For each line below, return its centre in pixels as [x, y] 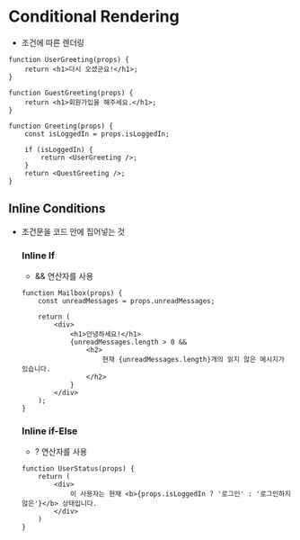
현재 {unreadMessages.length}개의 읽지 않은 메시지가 [193, 360]
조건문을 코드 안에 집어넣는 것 [73, 231]
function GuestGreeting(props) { [71, 93]
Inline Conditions [57, 209]
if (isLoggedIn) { [59, 149]
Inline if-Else [49, 431]
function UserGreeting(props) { [69, 59]
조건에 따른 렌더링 [53, 42]
